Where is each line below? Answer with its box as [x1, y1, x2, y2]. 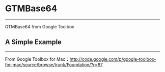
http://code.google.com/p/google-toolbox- [69, 56, 156, 62]
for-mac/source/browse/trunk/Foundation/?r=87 [5, 62, 103, 68]
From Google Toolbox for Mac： [5, 56, 70, 62]
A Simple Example [5, 38, 62, 47]
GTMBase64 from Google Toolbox [5, 24, 75, 29]
